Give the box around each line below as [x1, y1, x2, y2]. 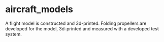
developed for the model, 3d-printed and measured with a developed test [5, 25, 159, 31]
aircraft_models [5, 4, 74, 15]
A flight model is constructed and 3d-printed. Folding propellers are [5, 20, 147, 26]
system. [5, 31, 22, 37]
